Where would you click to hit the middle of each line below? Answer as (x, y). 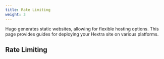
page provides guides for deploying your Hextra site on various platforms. (82, 34)
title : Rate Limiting (28, 10)
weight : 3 (16, 14)
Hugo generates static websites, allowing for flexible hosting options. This (82, 28)
